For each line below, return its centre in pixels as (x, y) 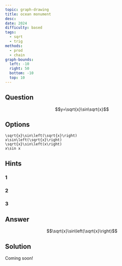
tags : (10, 32)
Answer (17, 219)
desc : (10, 19)
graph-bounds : (20, 60)
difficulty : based (24, 28)
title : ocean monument (28, 14)
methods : (14, 46)
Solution (18, 246)
